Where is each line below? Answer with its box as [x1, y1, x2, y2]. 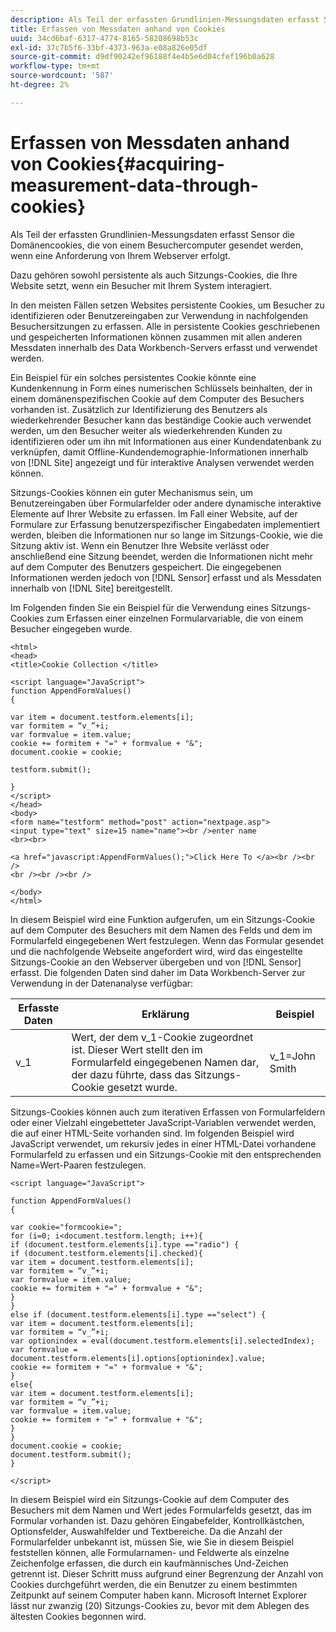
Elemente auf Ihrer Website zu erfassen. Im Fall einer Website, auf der [10, 507, 298, 520]
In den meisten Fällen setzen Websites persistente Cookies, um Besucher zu [10, 299, 325, 311]
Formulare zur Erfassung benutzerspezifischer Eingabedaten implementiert [10, 518, 320, 530]
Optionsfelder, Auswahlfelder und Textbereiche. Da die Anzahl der [10, 1525, 283, 1537]
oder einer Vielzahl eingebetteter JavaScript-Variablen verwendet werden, [10, 1116, 317, 1128]
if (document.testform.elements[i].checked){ [10, 1248, 203, 1258]
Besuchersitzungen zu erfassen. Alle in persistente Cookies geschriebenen [10, 320, 321, 332]
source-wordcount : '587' [10, 71, 114, 81]
